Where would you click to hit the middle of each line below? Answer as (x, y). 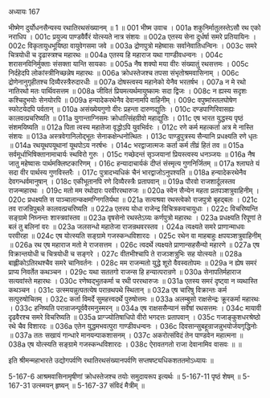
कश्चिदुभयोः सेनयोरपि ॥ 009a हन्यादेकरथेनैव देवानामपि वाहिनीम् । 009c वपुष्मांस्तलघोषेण (123, 100)
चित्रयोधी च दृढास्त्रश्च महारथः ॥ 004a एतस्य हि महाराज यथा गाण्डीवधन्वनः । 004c (116, 55)
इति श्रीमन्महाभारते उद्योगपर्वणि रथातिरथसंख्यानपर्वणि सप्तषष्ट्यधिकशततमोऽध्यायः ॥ (111, 360)
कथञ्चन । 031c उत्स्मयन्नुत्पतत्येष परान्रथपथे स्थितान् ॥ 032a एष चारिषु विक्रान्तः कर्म (118, 290)
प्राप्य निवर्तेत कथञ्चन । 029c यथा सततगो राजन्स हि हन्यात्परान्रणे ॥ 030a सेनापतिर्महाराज (125, 272)
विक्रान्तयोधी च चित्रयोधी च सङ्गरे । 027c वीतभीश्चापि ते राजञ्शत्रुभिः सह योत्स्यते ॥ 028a (125, 254)
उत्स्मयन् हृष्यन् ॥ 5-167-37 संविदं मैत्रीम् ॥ (88, 386)
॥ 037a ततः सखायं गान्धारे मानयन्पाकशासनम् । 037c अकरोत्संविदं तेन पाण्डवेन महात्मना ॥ (126, 335)
